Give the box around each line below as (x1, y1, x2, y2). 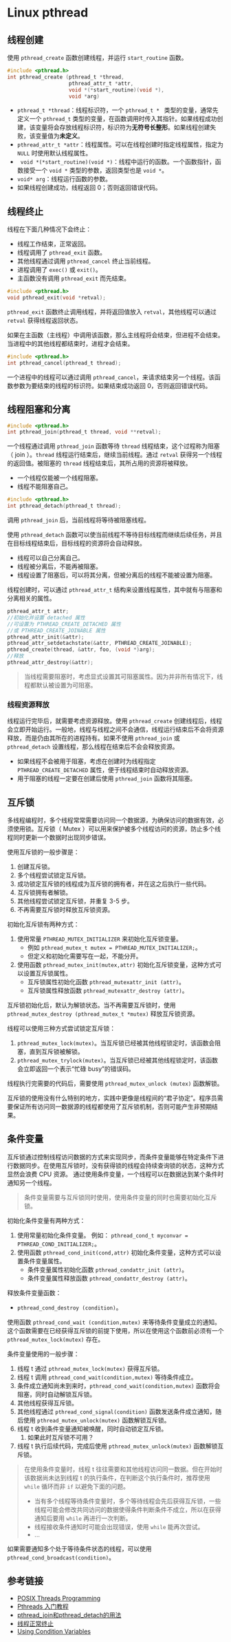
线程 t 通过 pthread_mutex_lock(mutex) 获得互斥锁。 (16, 1364, 164, 1372)
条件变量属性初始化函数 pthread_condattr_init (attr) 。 (27, 1265, 188, 1274)
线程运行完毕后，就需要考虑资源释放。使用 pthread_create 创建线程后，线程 (7, 717, 223, 725)
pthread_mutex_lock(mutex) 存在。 (7, 1335, 104, 1343)
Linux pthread (7, 5, 89, 21)
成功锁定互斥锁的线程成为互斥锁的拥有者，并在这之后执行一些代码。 (16, 879, 210, 888)
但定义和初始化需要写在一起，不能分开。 (27, 952, 142, 960)
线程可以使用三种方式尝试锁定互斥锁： (7, 1024, 115, 1032)
